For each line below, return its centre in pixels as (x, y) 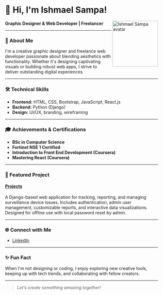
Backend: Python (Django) (39, 107)
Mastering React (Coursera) (41, 157)
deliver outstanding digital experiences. (44, 72)
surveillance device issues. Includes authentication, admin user (68, 202)
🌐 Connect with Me (28, 230)
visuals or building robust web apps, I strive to (51, 67)
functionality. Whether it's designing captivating (53, 62)
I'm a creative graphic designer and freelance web (55, 51)
